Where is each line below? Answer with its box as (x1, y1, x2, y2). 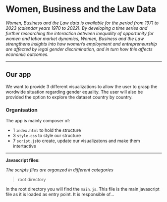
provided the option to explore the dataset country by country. (5, 94, 133, 100)
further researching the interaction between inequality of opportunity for (5, 30, 154, 36)
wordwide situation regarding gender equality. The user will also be (5, 89, 143, 95)
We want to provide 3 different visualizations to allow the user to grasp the (5, 83, 158, 90)
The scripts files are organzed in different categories (5, 167, 113, 173)
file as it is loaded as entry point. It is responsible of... (5, 192, 114, 198)
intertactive (12, 143, 36, 149)
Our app (5, 70, 31, 79)
